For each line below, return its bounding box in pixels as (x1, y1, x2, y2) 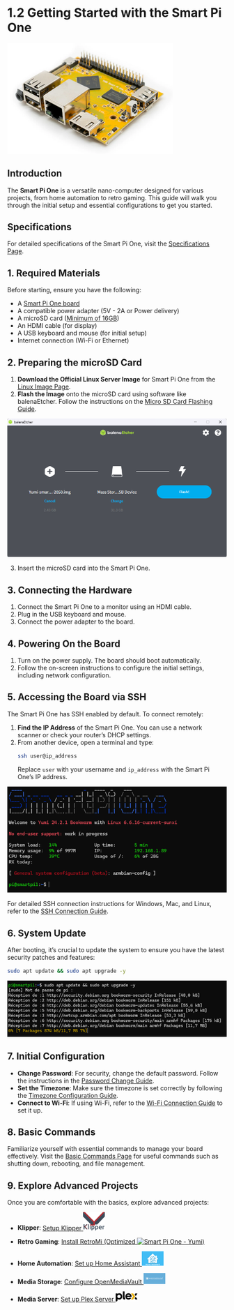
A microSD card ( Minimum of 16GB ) (17, 314, 120, 322)
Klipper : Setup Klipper (17, 1224, 82, 1232)
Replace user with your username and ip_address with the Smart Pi (17, 765, 210, 774)
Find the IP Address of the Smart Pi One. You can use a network (17, 723, 203, 732)
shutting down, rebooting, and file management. (7, 1159, 146, 1168)
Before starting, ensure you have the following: (7, 286, 141, 294)
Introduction (7, 167, 63, 179)
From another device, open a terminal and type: (17, 738, 155, 746)
